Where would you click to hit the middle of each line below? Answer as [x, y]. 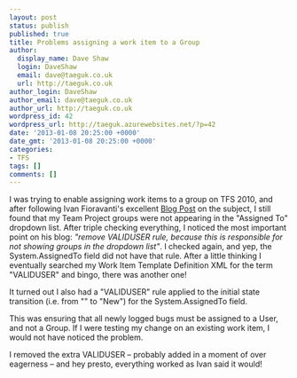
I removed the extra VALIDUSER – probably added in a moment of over [138, 355]
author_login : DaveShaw [53, 91]
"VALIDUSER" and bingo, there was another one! [98, 275]
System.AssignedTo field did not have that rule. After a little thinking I [135, 256]
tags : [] [25, 166]
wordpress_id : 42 [41, 116]
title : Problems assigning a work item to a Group [105, 42]
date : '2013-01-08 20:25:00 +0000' [75, 133]
